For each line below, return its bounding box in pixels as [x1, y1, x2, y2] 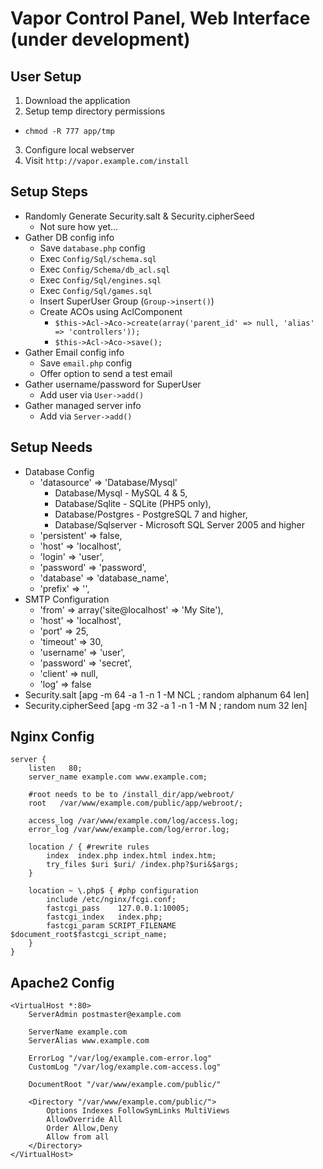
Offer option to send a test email [39, 367, 173, 379]
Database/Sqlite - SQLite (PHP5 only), [54, 497, 212, 509]
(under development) [10, 28, 191, 51]
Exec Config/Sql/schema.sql [39, 252, 157, 264]
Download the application [24, 95, 131, 106]
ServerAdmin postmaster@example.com [28, 1010, 182, 1020]
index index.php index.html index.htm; [46, 851, 217, 861]
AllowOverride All [46, 1115, 123, 1125]
